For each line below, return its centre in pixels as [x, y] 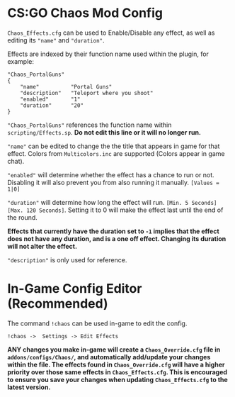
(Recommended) [58, 304]
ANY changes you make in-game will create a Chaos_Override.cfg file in [114, 350]
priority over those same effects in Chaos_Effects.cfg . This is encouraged [117, 372]
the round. [22, 217]
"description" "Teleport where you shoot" [87, 93]
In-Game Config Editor [75, 289]
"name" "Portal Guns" [66, 86]
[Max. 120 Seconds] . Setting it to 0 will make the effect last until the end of [115, 210]
